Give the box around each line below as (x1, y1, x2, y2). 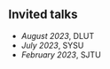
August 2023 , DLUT (20, 30, 95, 41)
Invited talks (8, 7, 78, 22)
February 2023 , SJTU (20, 49, 101, 60)
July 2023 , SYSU (20, 40, 84, 50)
